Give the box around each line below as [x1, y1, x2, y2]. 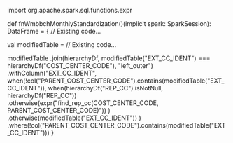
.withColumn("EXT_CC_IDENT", [7, 69, 97, 77]
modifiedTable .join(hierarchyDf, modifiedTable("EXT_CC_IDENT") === [7, 54, 211, 62]
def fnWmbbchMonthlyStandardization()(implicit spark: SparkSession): [7, 20, 211, 27]
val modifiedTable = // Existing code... [7, 41, 117, 48]
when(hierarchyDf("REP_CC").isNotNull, [48, 84, 163, 92]
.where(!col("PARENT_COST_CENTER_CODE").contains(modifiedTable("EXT [7, 121, 226, 129]
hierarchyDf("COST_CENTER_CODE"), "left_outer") [7, 62, 154, 69]
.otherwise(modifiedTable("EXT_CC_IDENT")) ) [7, 114, 141, 122]
